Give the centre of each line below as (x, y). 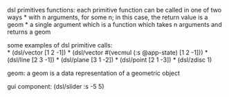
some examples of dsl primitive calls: (60, 45)
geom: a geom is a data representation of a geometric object (94, 73)
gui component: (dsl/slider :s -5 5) (56, 86)
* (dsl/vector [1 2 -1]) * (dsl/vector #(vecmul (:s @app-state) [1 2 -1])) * (108, 52)
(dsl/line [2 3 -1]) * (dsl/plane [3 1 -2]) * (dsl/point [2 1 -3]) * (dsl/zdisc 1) (110, 60)
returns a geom (29, 32)
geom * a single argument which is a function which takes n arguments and (115, 24)
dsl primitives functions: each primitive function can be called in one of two (114, 10)
